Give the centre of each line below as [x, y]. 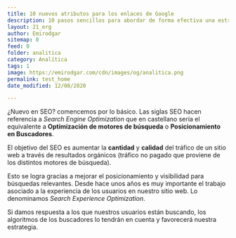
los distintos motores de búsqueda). [59, 163]
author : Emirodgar [34, 33]
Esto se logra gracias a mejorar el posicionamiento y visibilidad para [106, 176]
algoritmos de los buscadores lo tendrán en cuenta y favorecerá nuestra [112, 220]
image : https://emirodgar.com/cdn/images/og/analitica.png [96, 72]
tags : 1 [19, 66]
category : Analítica [38, 60]
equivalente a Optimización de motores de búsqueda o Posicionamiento [114, 126]
